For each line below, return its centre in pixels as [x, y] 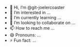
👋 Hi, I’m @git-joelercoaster [37, 7]
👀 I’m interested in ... [30, 12]
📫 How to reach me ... [32, 28]
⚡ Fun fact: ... [23, 40]
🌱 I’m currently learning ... [35, 18]
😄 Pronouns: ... [25, 35]
